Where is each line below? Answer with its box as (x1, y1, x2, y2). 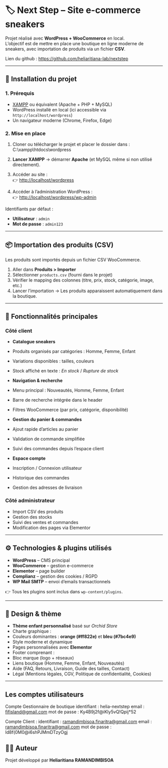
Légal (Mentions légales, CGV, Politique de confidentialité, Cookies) (12, 671, 151, 677)
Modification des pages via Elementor (12, 525, 91, 531)
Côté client (5, 327, 32, 334)
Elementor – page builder (12, 568, 65, 574)
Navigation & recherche (12, 377, 63, 383)
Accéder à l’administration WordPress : (12, 188, 93, 194)
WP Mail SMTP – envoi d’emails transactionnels (12, 578, 111, 584)
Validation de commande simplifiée (12, 436, 85, 442)
